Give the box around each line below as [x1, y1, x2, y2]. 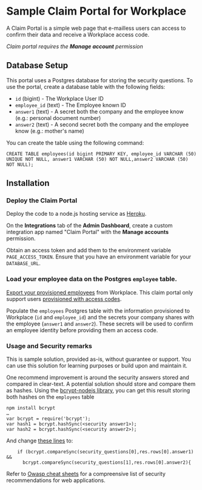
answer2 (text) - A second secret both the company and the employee [15, 121, 189, 128]
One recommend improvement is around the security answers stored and [6, 374, 189, 382]
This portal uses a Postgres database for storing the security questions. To [6, 76, 193, 83]
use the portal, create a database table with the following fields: [6, 83, 166, 90]
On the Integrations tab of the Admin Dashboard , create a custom [6, 222, 173, 229]
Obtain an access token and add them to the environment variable [6, 247, 172, 254]
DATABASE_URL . [6, 260, 41, 267]
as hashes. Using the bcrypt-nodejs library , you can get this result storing [6, 387, 190, 394]
